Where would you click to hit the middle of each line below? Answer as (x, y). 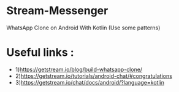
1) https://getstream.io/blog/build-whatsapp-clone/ (79, 69)
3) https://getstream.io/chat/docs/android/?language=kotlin (89, 82)
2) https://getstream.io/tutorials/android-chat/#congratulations (94, 76)
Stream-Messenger (57, 11)
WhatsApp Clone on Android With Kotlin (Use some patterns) (83, 28)
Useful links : (40, 52)
